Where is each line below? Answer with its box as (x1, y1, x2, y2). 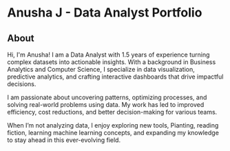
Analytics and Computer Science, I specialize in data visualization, (7, 66, 195, 73)
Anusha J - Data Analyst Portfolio (7, 5, 202, 21)
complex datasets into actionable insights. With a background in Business (7, 58, 216, 66)
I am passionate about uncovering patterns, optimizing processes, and (7, 93, 207, 101)
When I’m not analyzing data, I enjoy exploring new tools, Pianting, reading (7, 121, 219, 129)
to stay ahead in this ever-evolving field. (7, 136, 121, 144)
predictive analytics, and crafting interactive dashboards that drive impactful (7, 72, 224, 81)
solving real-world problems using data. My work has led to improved (7, 101, 205, 108)
